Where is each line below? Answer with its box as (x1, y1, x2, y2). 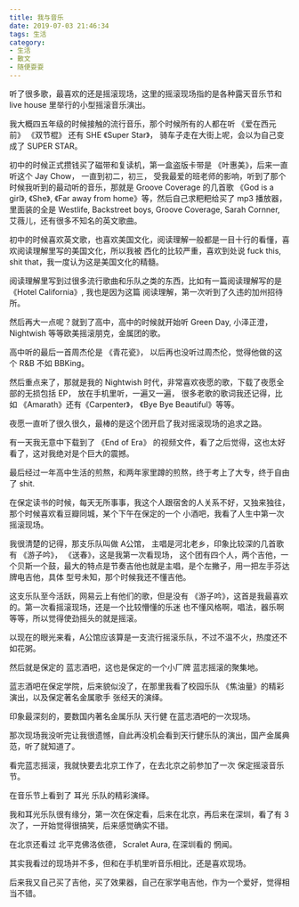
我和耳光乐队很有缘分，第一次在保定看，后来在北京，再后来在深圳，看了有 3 (9, 808, 289, 820)
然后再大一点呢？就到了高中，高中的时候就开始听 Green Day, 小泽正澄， (9, 316, 273, 327)
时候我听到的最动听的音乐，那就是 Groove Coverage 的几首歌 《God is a (9, 182, 274, 192)
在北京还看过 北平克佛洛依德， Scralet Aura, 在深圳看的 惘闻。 (9, 838, 238, 849)
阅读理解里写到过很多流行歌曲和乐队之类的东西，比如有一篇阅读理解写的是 (9, 275, 282, 286)
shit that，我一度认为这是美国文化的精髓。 (9, 256, 164, 267)
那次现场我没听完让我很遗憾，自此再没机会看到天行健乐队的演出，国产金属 (9, 730, 282, 740)
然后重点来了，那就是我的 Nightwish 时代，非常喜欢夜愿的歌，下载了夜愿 (9, 376, 277, 388)
